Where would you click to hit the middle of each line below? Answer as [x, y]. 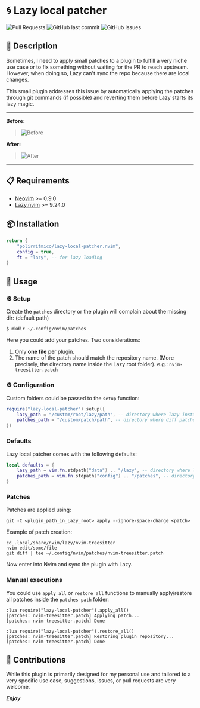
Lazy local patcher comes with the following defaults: [71, 454]
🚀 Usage [22, 282]
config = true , [36, 252]
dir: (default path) [28, 318]
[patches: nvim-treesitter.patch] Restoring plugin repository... [90, 636]
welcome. [18, 687]
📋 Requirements [38, 181]
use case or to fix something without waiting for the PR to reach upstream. [97, 67]
